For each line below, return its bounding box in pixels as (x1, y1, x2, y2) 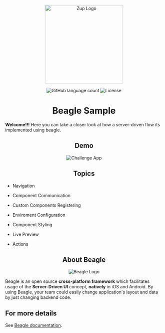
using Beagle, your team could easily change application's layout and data (5, 289, 158, 295)
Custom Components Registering (12, 202, 81, 208)
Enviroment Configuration (12, 212, 66, 218)
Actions (12, 241, 28, 247)
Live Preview (12, 231, 39, 237)
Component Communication (12, 192, 71, 198)
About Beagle (62, 255, 106, 264)
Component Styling (12, 221, 52, 228)
